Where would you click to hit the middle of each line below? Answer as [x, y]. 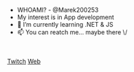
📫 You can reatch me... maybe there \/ [72, 32]
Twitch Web [24, 61]
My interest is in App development [66, 17]
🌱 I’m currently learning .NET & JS [65, 24]
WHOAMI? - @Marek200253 [58, 10]
